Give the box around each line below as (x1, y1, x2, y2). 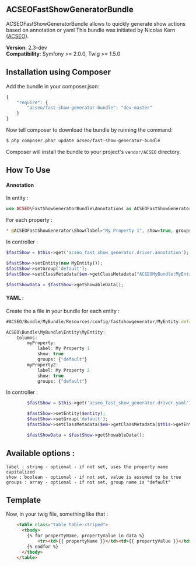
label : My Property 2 (37, 367, 90, 373)
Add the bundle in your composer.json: (6, 83, 100, 90)
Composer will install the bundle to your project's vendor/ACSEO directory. (6, 148, 181, 155)
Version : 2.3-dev (6, 44, 48, 51)
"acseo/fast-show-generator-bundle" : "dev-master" (27, 105, 153, 111)
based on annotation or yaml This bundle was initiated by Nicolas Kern (6, 26, 176, 33)
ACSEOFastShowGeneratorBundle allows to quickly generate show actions (6, 20, 185, 27)
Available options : (6, 448, 75, 458)
